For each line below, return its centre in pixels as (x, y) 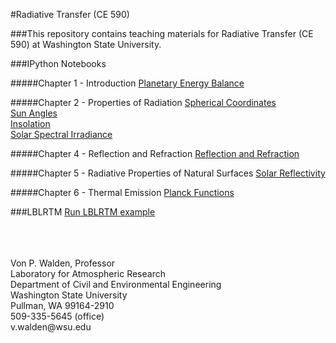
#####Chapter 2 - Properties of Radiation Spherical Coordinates (143, 102)
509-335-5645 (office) (57, 316)
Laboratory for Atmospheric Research (88, 273)
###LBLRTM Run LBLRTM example (83, 212)
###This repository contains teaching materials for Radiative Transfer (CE (162, 33)
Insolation (30, 123)
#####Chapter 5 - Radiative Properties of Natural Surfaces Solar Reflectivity (168, 173)
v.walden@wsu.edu (51, 327)
